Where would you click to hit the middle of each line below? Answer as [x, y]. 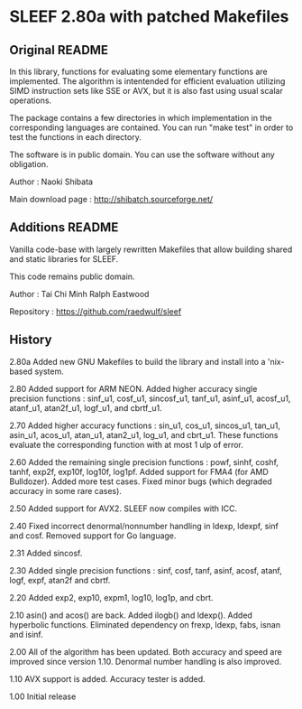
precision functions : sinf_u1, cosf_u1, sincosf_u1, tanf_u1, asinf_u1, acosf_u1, [150, 398]
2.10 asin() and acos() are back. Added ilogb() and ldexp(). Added [131, 615]
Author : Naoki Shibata [51, 182]
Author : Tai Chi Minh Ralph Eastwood [79, 294]
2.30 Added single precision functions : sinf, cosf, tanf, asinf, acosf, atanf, [146, 570]
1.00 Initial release [43, 696]
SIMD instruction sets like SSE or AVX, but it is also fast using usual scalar [146, 91]
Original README [59, 50]
